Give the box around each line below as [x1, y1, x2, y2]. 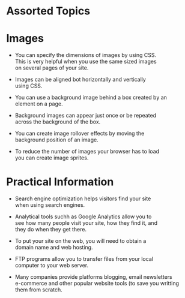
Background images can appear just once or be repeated [14, 112, 157, 119]
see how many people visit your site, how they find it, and [14, 219, 158, 227]
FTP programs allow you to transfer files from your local [14, 255, 153, 263]
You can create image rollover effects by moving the [14, 130, 145, 137]
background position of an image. [14, 136, 99, 143]
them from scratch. [14, 286, 63, 293]
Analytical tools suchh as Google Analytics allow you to [14, 213, 152, 220]
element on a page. [14, 100, 63, 107]
